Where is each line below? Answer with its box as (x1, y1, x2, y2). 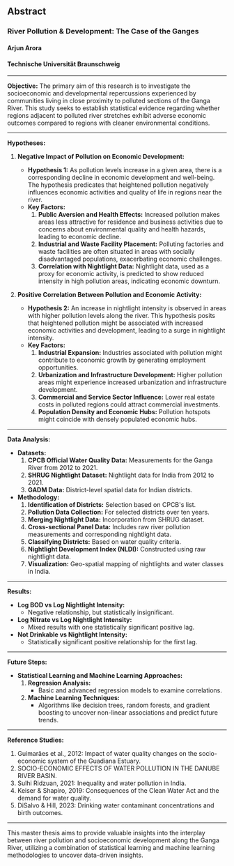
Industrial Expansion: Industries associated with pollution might (38, 349, 223, 357)
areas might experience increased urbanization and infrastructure (38, 378, 227, 386)
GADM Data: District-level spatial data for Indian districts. (27, 486, 193, 494)
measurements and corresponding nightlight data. (27, 530, 172, 539)
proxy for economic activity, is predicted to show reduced (38, 270, 204, 278)
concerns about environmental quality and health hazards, (38, 225, 206, 234)
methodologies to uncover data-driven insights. (7, 851, 144, 860)
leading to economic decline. (38, 233, 122, 241)
